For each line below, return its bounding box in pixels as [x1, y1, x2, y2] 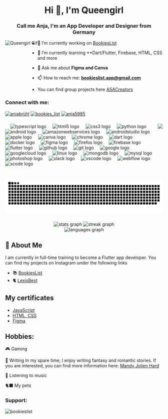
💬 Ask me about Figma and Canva [37, 65, 108, 71]
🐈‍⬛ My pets [5, 382, 31, 388]
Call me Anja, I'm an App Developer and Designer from [16, 23, 151, 30]
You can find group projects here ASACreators [37, 86, 133, 92]
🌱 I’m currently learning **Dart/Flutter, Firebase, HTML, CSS [37, 50, 162, 56]
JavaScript [12, 307, 35, 313]
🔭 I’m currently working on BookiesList [37, 40, 117, 46]
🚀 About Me [5, 241, 42, 250]
